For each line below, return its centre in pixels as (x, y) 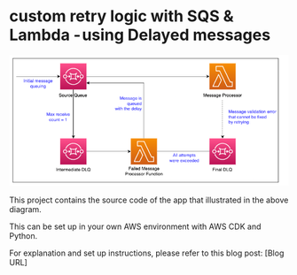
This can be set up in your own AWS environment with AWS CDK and (135, 226)
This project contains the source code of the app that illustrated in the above (149, 200)
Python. (23, 236)
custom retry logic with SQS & (121, 16)
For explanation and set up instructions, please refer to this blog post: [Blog (147, 253)
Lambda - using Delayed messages (140, 35)
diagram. (25, 210)
